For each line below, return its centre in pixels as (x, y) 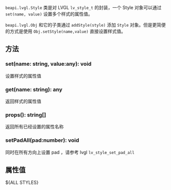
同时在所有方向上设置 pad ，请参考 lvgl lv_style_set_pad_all (70, 152)
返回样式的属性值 (23, 101)
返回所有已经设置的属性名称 (35, 127)
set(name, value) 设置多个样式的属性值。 (49, 14)
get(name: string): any (34, 89)
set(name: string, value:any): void (48, 64)
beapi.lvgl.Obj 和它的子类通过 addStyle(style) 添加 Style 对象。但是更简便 (86, 25)
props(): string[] (26, 115)
